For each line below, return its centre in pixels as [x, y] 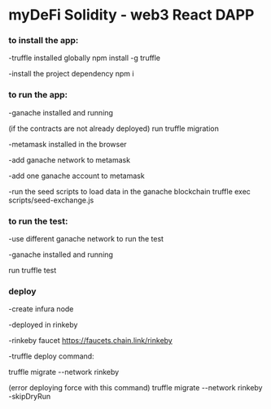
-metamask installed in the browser [68, 144]
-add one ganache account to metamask [76, 176]
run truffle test [33, 271]
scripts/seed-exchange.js [51, 200]
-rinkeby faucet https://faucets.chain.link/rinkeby [90, 341]
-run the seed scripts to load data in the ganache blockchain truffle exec [129, 191]
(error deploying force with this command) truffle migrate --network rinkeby [135, 388]
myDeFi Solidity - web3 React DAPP [131, 15]
